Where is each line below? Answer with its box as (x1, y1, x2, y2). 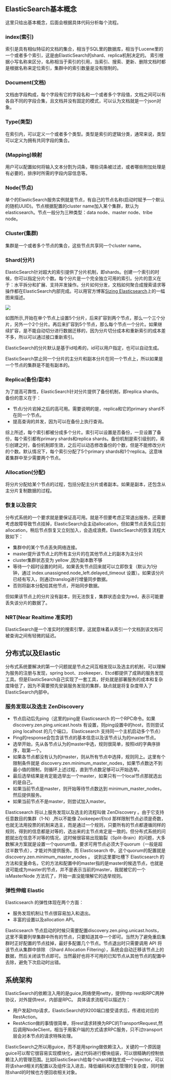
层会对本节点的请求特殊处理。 (12, 1033, 75, 1039)
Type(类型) (5, 118, 33, 125)
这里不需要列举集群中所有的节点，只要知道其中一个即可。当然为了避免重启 (5, 934, 161, 940)
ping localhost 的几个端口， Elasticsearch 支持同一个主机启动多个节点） (12, 728, 164, 734)
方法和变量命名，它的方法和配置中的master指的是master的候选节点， (5, 860, 150, 866)
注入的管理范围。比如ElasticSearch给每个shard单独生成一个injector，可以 (9, 1057, 164, 1063)
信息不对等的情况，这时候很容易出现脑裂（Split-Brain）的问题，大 (22, 835, 161, 841)
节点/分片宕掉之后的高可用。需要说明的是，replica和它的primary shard (12, 406, 161, 412)
